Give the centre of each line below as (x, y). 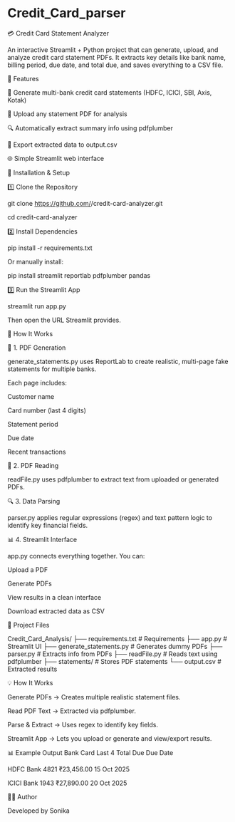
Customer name (31, 396)
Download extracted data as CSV (56, 611)
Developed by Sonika (38, 811)
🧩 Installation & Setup (38, 172)
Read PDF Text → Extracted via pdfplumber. (72, 711)
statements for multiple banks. (52, 369)
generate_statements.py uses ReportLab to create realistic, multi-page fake (118, 361)
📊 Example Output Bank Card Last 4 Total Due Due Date (90, 752)
